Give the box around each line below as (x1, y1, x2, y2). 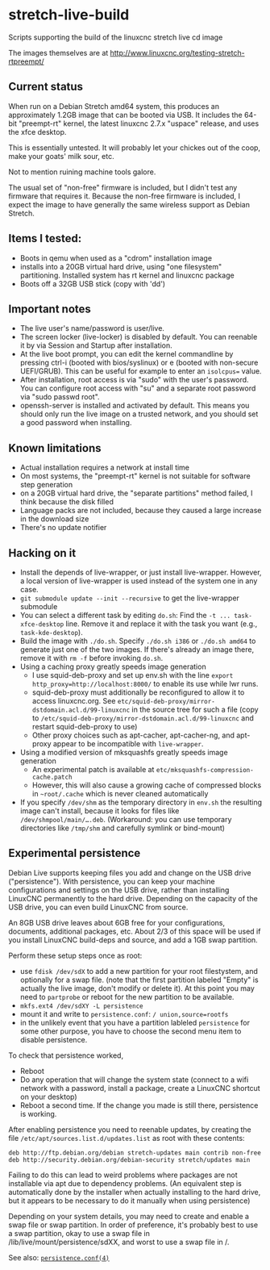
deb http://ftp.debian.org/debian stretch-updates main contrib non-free (8, 1148, 262, 1157)
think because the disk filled (19, 497, 114, 507)
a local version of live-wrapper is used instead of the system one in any (19, 576, 258, 586)
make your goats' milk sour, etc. (8, 151, 114, 161)
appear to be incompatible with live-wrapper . (52, 739, 204, 748)
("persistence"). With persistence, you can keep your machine (8, 876, 215, 886)
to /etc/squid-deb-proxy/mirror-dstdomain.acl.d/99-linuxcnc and (31, 713, 254, 723)
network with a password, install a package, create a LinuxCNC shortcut (19, 1083, 260, 1092)
